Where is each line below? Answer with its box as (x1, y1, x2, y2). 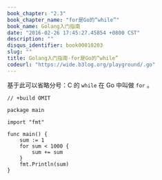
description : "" (7, 36, 54, 43)
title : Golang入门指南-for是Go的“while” (7, 55, 119, 62)
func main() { (7, 131, 48, 137)
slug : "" (7, 49, 32, 56)
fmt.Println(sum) (19, 161, 70, 168)
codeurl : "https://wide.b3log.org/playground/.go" (7, 61, 156, 68)
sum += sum (32, 148, 63, 155)
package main (7, 106, 45, 113)
